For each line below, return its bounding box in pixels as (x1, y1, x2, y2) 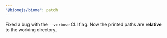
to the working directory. (5, 26, 57, 33)
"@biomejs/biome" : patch (5, 7, 58, 13)
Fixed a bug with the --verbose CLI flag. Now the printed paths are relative (5, 21, 162, 27)
